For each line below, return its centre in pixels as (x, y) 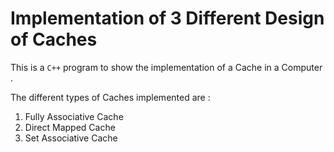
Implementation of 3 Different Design (167, 18)
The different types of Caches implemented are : (110, 97)
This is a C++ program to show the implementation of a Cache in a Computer (166, 67)
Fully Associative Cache (74, 116)
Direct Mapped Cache (70, 127)
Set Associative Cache (71, 138)
